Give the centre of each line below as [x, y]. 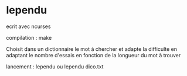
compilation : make [29, 37]
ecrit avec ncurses [28, 26]
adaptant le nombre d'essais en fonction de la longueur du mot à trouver [93, 55]
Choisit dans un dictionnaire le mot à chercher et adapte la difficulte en [92, 49]
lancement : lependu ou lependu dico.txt [55, 66]
